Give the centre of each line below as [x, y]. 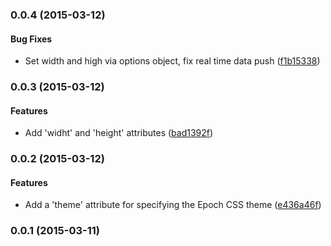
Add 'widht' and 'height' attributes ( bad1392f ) [119, 133]
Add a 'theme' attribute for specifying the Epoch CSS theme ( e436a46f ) [173, 205]
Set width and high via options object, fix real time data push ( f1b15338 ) [172, 61]
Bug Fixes [31, 39]
